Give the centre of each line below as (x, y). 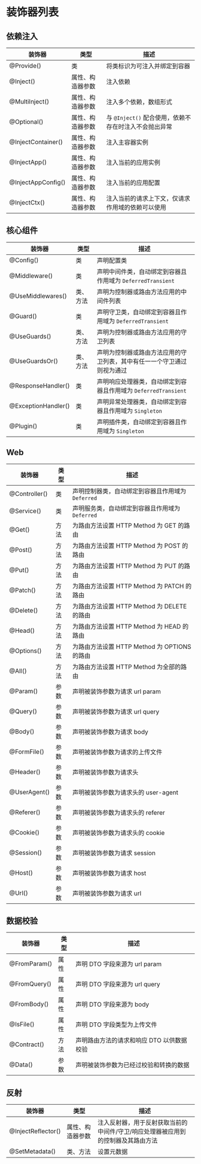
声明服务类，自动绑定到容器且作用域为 (127, 508)
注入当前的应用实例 (133, 162)
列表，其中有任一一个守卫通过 (145, 361)
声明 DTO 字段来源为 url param (119, 964)
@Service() (25, 511)
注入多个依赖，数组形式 (139, 102)
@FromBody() (29, 1004)
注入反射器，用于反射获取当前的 (143, 1123)
